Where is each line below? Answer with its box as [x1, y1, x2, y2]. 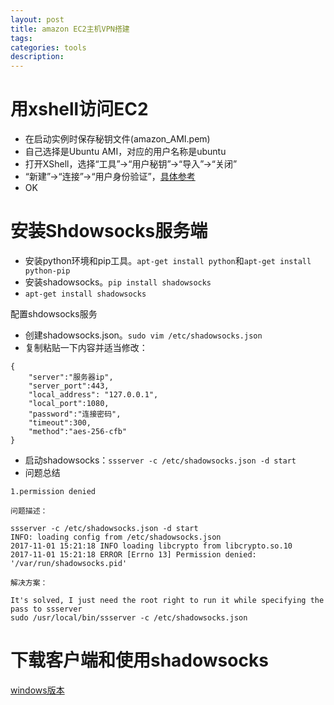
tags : [10, 33, 33, 43]
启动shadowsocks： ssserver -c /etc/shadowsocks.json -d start [24, 454, 297, 466]
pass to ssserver [10, 604, 83, 614]
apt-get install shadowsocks [24, 289, 147, 299]
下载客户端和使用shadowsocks [10, 649, 269, 672]
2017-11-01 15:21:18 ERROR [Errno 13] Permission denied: [10, 550, 257, 560]
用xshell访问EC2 [10, 98, 149, 121]
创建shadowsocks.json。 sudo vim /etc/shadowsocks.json [24, 329, 263, 341]
